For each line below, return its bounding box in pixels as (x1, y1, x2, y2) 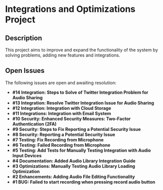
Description (5, 34, 42, 42)
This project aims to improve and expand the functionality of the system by (5, 47, 159, 53)
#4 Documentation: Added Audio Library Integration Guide (12, 158, 136, 164)
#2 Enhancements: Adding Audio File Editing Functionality (12, 174, 135, 180)
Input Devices (12, 152, 42, 158)
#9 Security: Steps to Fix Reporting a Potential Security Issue (12, 126, 141, 132)
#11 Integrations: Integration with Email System (12, 110, 111, 116)
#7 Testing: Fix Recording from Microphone (12, 136, 104, 142)
